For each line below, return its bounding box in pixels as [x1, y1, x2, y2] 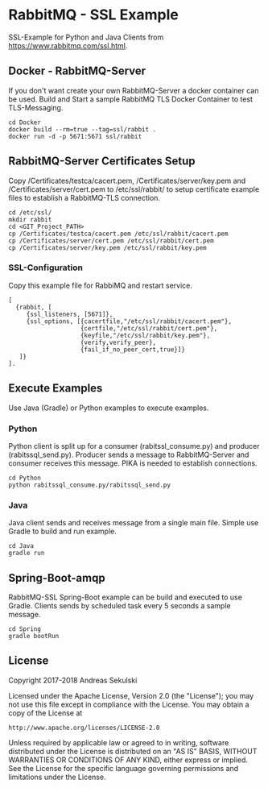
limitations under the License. [8, 772, 106, 782]
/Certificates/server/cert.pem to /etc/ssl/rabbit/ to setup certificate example [8, 184, 260, 194]
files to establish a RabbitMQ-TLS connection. [8, 193, 161, 202]
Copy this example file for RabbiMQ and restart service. [8, 280, 193, 290]
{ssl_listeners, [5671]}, [26, 310, 113, 318]
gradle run [8, 550, 45, 558]
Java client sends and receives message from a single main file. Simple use [8, 518, 259, 528]
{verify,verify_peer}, [80, 338, 157, 346]
